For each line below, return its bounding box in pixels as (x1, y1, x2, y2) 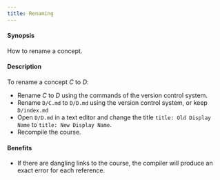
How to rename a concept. (7, 46, 83, 55)
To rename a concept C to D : (7, 78, 89, 86)
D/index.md (17, 108, 49, 114)
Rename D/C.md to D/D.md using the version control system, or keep (17, 99, 208, 107)
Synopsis (7, 32, 35, 40)
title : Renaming (7, 10, 54, 17)
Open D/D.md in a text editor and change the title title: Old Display (17, 113, 212, 121)
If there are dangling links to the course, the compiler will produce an (17, 159, 213, 168)
